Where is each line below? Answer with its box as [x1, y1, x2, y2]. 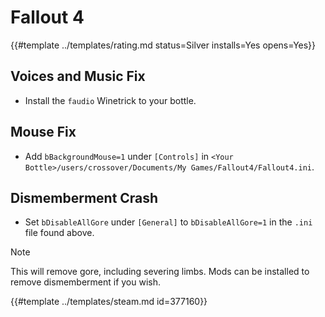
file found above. [24, 227, 95, 239]
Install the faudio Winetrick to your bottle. [24, 94, 197, 106]
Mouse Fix [10, 124, 77, 141]
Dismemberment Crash [10, 189, 159, 206]
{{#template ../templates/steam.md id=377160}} [10, 296, 208, 308]
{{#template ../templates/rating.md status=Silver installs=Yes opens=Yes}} [10, 39, 317, 51]
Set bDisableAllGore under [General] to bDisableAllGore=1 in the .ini [24, 216, 313, 228]
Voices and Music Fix [10, 68, 146, 85]
